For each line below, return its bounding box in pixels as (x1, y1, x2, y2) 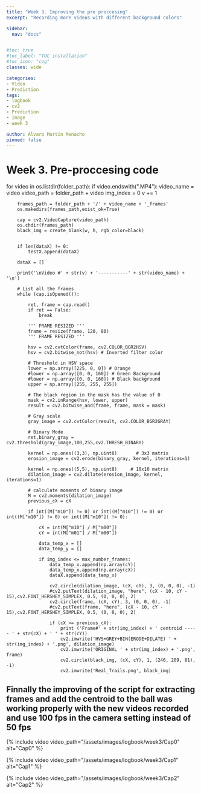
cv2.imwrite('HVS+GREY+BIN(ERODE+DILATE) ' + (60, 636, 177, 642)
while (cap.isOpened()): (17, 292, 80, 298)
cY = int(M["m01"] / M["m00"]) (38, 530, 118, 536)
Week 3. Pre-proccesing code (6, 163, 159, 176)
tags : (6, 92, 20, 98)
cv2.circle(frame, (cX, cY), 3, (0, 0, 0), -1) (49, 599, 171, 605)
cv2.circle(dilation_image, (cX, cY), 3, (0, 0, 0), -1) (49, 583, 196, 589)
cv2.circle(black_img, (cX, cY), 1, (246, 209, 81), (60, 657, 196, 664)
